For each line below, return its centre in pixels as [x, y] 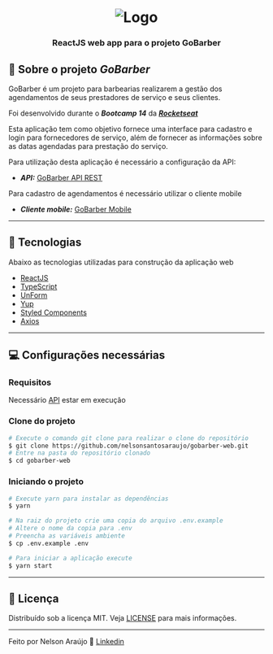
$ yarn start [30, 565]
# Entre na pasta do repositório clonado [80, 453]
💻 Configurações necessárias [87, 355]
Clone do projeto [42, 421]
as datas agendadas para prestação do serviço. [88, 146]
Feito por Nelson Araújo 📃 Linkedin [66, 642]
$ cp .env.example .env [49, 543]
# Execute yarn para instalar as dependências [89, 499]
